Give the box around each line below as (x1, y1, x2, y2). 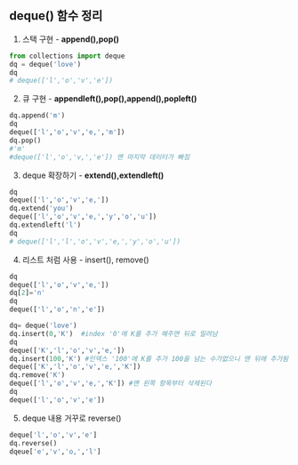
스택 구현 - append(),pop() (21, 34, 120, 44)
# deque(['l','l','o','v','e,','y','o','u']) (9, 237, 181, 246)
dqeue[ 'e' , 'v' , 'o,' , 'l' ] (9, 447, 101, 456)
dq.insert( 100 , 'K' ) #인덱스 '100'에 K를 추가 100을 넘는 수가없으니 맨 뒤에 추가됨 (9, 354, 289, 363)
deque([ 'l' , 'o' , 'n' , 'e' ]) (9, 305, 105, 314)
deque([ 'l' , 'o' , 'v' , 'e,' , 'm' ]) (9, 128, 125, 137)
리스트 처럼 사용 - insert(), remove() (21, 254, 149, 265)
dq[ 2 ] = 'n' (9, 288, 46, 298)
